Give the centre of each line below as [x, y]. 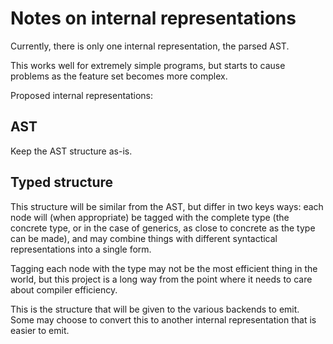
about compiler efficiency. [64, 289]
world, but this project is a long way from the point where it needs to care [161, 279]
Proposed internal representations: [81, 95]
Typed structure [62, 182]
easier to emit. [40, 330]
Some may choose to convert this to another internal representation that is [163, 319]
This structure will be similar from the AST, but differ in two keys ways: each [167, 206]
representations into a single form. [81, 249]
